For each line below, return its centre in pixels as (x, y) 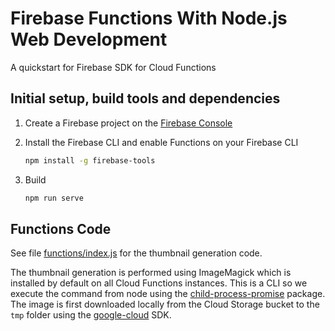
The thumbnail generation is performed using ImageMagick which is (151, 273)
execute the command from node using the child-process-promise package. (168, 294)
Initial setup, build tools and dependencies (145, 98)
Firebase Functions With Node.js (149, 18)
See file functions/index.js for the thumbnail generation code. (136, 253)
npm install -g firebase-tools (90, 160)
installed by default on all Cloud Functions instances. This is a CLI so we (159, 283)
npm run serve (54, 198)
